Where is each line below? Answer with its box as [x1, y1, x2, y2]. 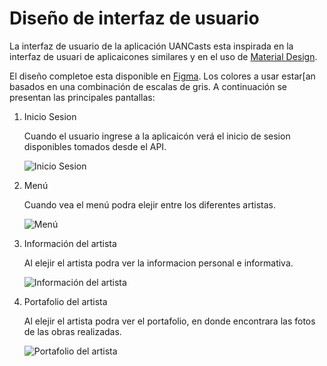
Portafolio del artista [23, 295, 108, 307]
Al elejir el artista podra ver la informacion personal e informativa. [23, 257, 294, 269]
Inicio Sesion [23, 110, 77, 122]
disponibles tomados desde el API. [23, 140, 167, 152]
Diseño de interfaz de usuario [9, 7, 260, 30]
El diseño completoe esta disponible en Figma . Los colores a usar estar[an [9, 70, 316, 82]
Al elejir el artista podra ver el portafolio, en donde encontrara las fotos [23, 315, 316, 327]
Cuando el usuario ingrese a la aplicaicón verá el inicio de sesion [23, 130, 291, 142]
